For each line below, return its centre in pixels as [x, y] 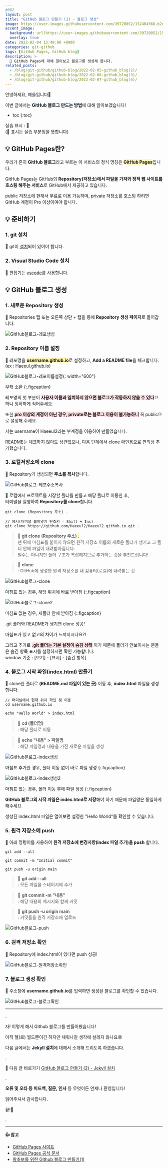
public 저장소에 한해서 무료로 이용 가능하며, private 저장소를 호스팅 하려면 [77, 196]
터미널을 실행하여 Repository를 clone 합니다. [49, 501]
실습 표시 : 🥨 [17, 125]
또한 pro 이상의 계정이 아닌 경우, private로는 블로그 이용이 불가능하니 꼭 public [82, 414]
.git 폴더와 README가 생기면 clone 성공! [45, 624]
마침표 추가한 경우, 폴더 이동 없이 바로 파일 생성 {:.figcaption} [65, 768]
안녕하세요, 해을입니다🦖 [28, 94]
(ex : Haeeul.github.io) [28, 366]
